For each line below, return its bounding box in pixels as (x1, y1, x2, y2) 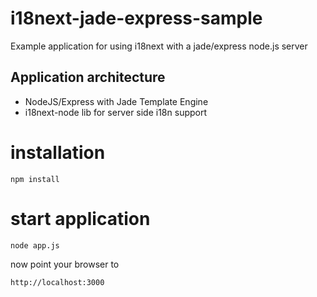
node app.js (10, 240, 60, 251)
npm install (10, 174, 60, 184)
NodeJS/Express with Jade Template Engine (24, 95, 209, 107)
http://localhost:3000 (10, 277, 105, 287)
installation (10, 141, 106, 164)
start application (10, 207, 151, 230)
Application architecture (10, 69, 166, 86)
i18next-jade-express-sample (10, 7, 263, 30)
